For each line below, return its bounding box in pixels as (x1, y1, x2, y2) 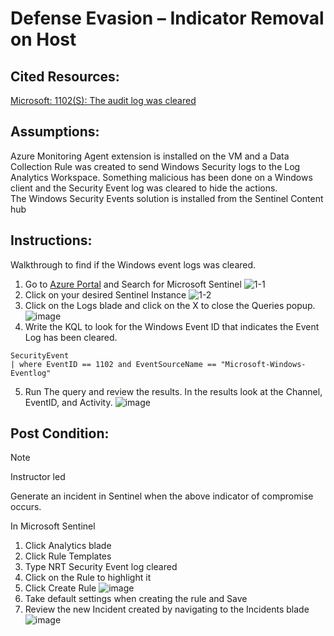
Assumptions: (10, 123, 100, 141)
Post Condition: (10, 425, 110, 442)
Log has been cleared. (24, 331, 118, 343)
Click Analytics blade (24, 540, 112, 552)
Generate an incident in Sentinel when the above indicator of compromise (10, 490, 314, 502)
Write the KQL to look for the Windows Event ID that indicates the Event (24, 320, 320, 332)
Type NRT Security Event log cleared (24, 561, 178, 573)
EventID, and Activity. (24, 396, 113, 408)
